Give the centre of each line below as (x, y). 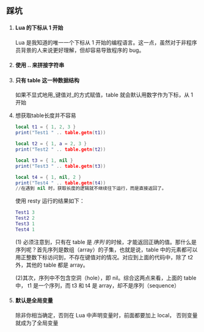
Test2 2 (25, 218)
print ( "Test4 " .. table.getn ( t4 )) (60, 183)
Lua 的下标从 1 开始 (39, 27)
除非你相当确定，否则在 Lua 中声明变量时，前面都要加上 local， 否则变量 (106, 315)
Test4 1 (25, 229)
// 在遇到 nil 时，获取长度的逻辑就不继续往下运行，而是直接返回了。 (91, 189)
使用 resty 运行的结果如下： (50, 201)
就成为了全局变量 (37, 323)
